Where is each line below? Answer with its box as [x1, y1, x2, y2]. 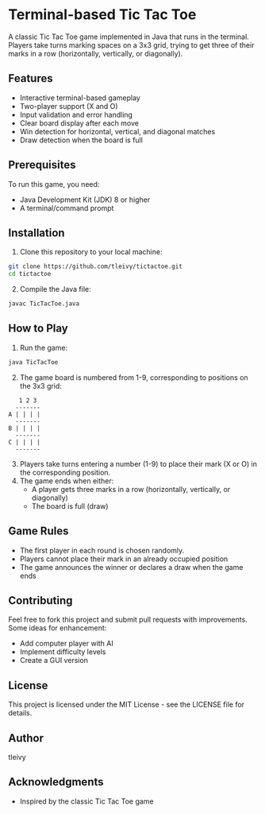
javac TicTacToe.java [8, 300, 80, 308]
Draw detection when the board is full [19, 135, 143, 145]
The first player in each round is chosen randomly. [19, 545, 185, 555]
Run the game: [19, 343, 68, 352]
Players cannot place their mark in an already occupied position [19, 554, 229, 564]
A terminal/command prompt [19, 203, 114, 212]
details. [8, 708, 33, 718]
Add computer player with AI [19, 638, 113, 649]
